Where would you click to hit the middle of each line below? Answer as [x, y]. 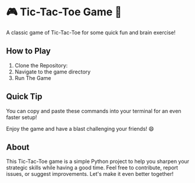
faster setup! [22, 117]
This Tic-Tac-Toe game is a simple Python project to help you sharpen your [98, 162]
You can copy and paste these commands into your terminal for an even [94, 111]
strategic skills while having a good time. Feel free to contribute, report [92, 168]
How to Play [29, 51]
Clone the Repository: [41, 65]
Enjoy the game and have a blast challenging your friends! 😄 [80, 129]
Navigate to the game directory [53, 72]
